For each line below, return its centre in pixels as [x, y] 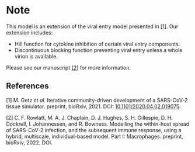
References [27, 86]
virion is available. [36, 56]
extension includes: [29, 32]
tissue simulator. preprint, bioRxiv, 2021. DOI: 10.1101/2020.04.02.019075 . [93, 106]
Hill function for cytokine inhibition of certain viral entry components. [97, 44]
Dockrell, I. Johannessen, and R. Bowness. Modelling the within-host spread [98, 124]
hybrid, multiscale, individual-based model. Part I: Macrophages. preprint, [95, 136]
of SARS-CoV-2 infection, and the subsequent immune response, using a [94, 130]
